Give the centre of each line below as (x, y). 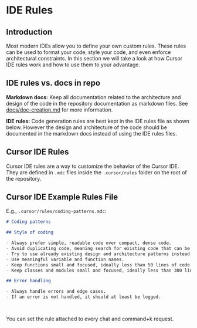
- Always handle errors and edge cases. (56, 292)
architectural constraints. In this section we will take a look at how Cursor (94, 58)
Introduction (29, 32)
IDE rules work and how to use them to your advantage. (73, 65)
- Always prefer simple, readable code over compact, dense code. (89, 243)
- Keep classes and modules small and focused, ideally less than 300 (94, 270)
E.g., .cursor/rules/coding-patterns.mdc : (56, 211)
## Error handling (28, 281)
